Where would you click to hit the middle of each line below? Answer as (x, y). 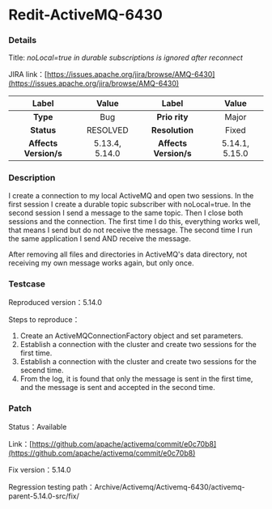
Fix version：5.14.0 (40, 470)
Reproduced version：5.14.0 (55, 303)
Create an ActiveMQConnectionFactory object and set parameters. (132, 336)
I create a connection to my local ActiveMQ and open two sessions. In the (131, 195)
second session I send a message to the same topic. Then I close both (126, 213)
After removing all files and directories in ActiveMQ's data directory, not (128, 254)
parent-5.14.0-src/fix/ (44, 496)
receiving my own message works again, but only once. (101, 263)
